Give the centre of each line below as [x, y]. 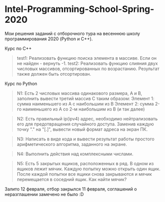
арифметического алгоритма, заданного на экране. [72, 144]
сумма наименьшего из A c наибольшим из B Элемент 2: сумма [85, 103]
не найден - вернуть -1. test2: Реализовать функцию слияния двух [87, 63]
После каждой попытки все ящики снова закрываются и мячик [84, 174]
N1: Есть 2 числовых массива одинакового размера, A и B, [80, 93]
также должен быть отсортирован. [54, 74]
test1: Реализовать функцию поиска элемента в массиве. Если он [87, 58]
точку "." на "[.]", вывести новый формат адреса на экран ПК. [82, 129]
